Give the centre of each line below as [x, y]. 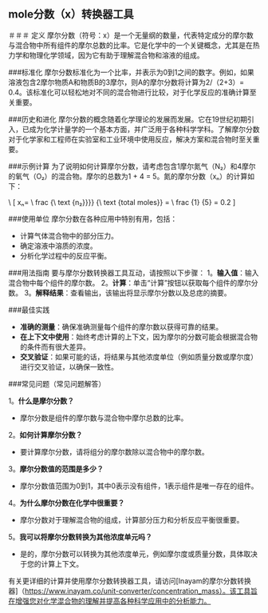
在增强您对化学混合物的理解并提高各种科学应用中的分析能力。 [110, 601]
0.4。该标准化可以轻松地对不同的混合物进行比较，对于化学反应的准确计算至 [132, 92]
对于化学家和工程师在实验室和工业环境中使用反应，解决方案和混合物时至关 [130, 139]
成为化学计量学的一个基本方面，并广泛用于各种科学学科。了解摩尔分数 [144, 129]
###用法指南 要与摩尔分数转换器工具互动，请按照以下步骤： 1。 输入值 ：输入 [134, 272]
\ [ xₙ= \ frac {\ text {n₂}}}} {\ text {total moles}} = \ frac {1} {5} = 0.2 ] [122, 202]
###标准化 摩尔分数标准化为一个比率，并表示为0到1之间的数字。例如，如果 [132, 72]
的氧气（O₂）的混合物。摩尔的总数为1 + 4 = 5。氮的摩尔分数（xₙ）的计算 [128, 176]
